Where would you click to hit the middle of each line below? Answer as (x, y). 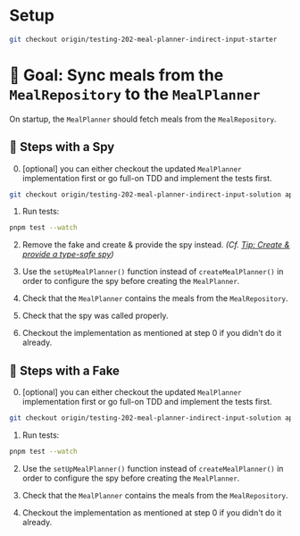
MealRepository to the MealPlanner (135, 94)
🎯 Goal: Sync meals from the (117, 75)
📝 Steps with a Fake (65, 370)
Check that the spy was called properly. (95, 316)
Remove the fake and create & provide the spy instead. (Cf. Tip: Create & (156, 245)
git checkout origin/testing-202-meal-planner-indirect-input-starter (143, 39)
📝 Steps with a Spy (62, 147)
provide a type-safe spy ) (68, 255)
